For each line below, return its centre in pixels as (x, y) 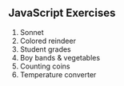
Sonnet (32, 32)
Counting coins (45, 66)
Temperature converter (58, 74)
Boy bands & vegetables (60, 57)
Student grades (46, 49)
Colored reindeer (48, 41)
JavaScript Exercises (62, 13)
